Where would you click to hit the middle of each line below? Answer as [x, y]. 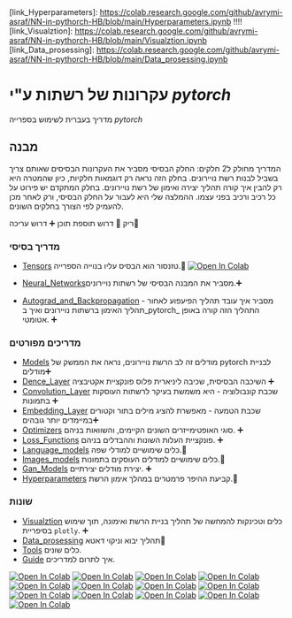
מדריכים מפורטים [45, 342]
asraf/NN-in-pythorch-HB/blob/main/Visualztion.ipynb [108, 40]
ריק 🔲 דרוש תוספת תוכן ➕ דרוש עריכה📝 [74, 223]
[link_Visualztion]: [41, 31]
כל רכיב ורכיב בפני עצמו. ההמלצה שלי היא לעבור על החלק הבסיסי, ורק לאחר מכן [142, 196]
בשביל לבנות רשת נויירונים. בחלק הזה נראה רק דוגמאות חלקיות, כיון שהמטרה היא [144, 178]
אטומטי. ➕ [39, 320]
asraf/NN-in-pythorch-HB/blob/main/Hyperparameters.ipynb [120, 22]
